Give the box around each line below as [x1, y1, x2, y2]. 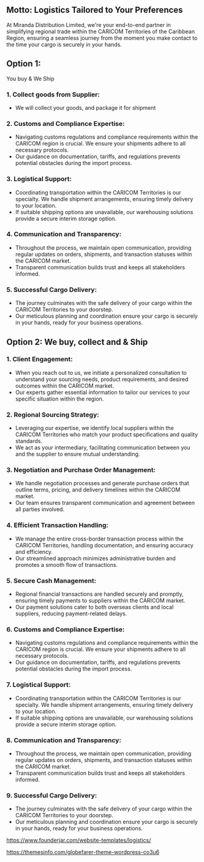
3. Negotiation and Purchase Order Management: [6, 466, 156, 474]
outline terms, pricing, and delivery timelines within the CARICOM [15, 486, 181, 493]
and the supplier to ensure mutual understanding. [15, 450, 140, 458]
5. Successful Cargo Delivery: [6, 285, 97, 294]
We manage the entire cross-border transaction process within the [15, 535, 184, 542]
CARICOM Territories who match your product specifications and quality [15, 431, 198, 438]
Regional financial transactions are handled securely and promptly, [15, 590, 184, 598]
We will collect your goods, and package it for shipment [15, 104, 156, 111]
